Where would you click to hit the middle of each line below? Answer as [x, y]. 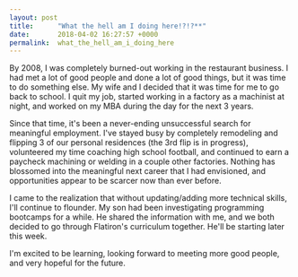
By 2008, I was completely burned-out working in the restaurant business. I [149, 68]
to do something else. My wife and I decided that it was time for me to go [145, 87]
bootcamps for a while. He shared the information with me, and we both [142, 217]
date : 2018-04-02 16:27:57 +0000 [84, 34]
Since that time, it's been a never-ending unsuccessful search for [130, 124]
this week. [28, 236]
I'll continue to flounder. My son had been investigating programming [137, 208]
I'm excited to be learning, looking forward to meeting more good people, [145, 254]
